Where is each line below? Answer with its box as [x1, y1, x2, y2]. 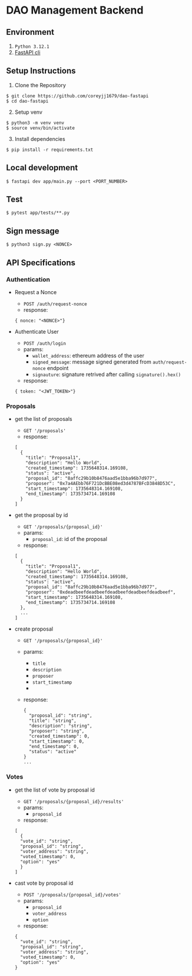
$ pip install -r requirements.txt [6, 147, 94, 153]
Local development [6, 163, 78, 173]
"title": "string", [28, 718, 77, 724]
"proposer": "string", [28, 728, 85, 734]
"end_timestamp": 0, [28, 744, 80, 750]
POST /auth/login [23, 340, 67, 347]
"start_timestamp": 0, [28, 738, 85, 744]
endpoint [47, 364, 69, 371]
